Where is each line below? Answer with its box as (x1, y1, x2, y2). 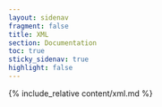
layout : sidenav (8, 13, 69, 22)
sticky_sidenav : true (8, 55, 90, 64)
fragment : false (8, 22, 69, 31)
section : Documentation (8, 38, 98, 48)
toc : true (8, 47, 46, 56)
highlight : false (8, 64, 73, 73)
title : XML (8, 30, 49, 39)
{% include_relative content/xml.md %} (8, 87, 153, 99)
